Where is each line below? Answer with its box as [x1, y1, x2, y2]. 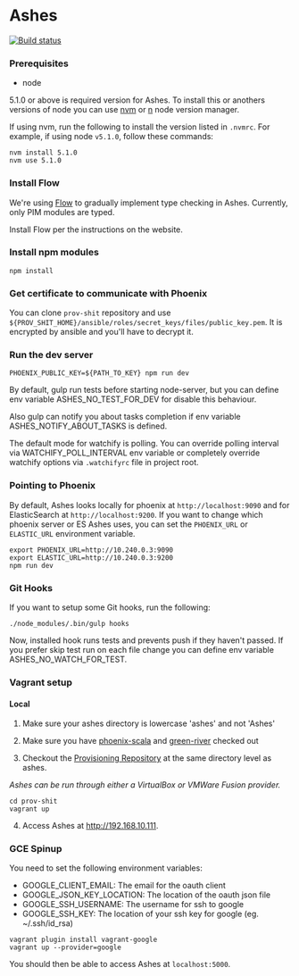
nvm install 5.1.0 [9, 148, 78, 157]
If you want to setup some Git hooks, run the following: [9, 602, 212, 613]
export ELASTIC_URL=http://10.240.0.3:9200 [9, 553, 174, 563]
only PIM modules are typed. [9, 206, 115, 217]
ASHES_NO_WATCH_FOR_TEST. [9, 654, 128, 665]
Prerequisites [9, 57, 69, 70]
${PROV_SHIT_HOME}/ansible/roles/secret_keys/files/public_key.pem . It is [9, 317, 283, 328]
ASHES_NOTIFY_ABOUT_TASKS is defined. [9, 421, 168, 431]
